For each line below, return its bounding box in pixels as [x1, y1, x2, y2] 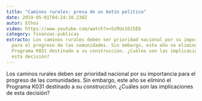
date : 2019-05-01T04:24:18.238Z [6, 14, 87, 20]
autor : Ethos [6, 20, 39, 26]
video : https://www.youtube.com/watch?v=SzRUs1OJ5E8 [6, 25, 141, 32]
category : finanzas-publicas [6, 31, 79, 37]
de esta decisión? [6, 89, 50, 96]
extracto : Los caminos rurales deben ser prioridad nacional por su [6, 37, 182, 43]
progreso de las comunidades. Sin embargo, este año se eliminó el [6, 76, 171, 84]
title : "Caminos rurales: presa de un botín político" [6, 8, 147, 15]
